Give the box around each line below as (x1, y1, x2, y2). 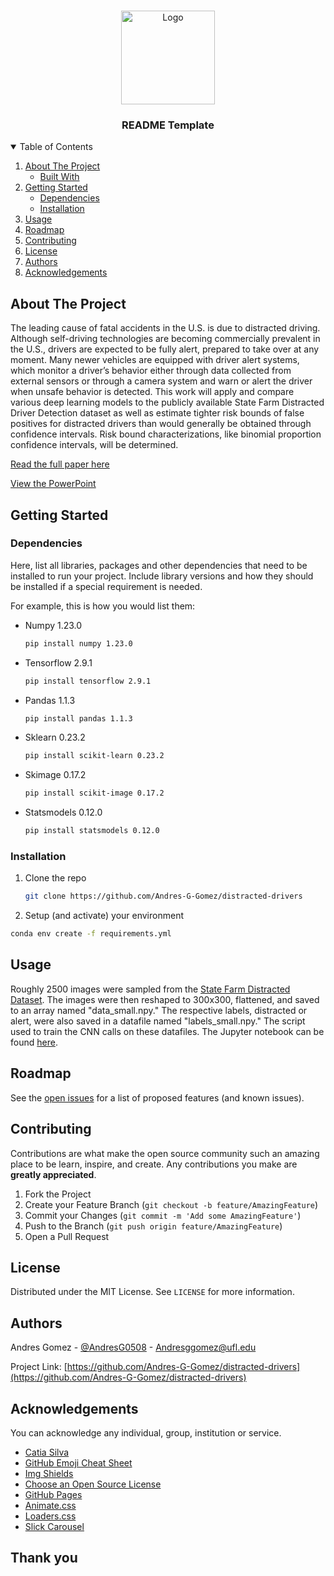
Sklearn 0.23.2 (24, 731, 86, 744)
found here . (10, 1036, 58, 1048)
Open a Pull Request (24, 1230, 110, 1242)
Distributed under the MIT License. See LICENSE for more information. (10, 1286, 295, 1298)
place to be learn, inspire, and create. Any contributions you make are (10, 1158, 298, 1170)
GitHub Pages (24, 1488, 83, 1500)
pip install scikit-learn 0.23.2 (24, 751, 165, 761)
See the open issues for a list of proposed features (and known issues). (10, 1091, 305, 1104)
